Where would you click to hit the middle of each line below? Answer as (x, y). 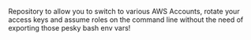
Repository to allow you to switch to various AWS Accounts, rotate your (124, 11)
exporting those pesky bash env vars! (69, 28)
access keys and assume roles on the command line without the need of (126, 20)
